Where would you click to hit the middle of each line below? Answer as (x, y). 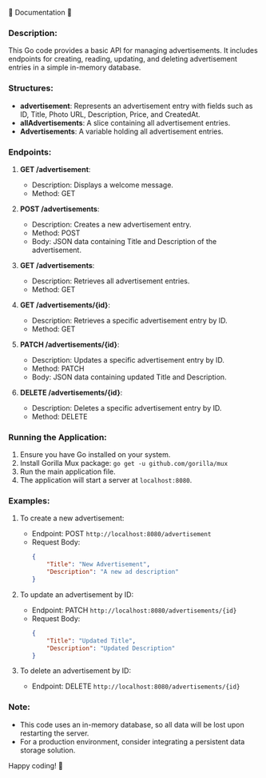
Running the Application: (58, 437)
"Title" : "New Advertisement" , (98, 564)
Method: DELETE (60, 416)
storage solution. (48, 750)
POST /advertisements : (60, 209)
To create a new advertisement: (72, 518)
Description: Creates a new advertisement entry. (111, 224)
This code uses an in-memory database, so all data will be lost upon (132, 724)
